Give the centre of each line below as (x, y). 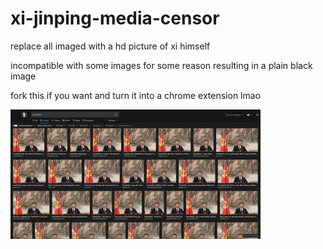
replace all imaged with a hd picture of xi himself (110, 46)
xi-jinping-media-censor (115, 18)
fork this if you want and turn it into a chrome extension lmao (136, 95)
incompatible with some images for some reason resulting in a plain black (161, 65)
